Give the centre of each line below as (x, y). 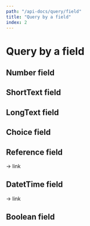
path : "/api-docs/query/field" (44, 11)
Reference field (34, 152)
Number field (30, 73)
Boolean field (30, 217)
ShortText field (33, 93)
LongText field (33, 112)
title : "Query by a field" (39, 17)
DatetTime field (35, 185)
